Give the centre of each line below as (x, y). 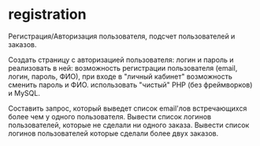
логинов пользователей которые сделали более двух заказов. (113, 133)
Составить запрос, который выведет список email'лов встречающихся (128, 108)
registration (47, 15)
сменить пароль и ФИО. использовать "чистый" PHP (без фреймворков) (130, 85)
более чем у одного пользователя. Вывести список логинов (110, 116)
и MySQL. (24, 93)
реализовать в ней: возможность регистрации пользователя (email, (123, 68)
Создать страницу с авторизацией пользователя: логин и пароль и (121, 60)
